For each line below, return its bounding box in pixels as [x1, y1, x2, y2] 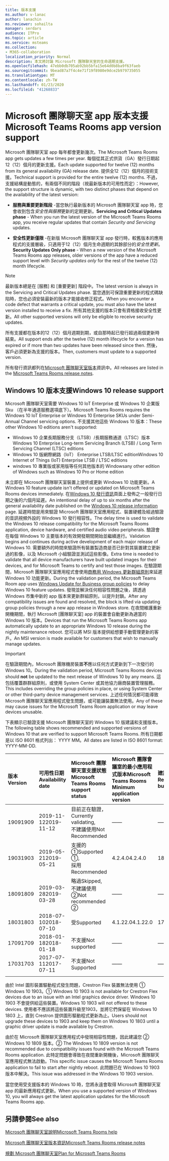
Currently [71, 813, 94, 820]
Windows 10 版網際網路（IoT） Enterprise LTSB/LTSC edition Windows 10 [12, 452, 163, 458]
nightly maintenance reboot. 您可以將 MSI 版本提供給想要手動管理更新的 [5, 629, 154, 635]
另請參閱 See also [5, 1115, 59, 1123]
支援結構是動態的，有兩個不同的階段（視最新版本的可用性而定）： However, [5, 181, 159, 187]
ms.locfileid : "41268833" [5, 87, 59, 92]
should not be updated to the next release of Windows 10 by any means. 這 [5, 674, 161, 680]
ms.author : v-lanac [5, 12, 46, 17]
